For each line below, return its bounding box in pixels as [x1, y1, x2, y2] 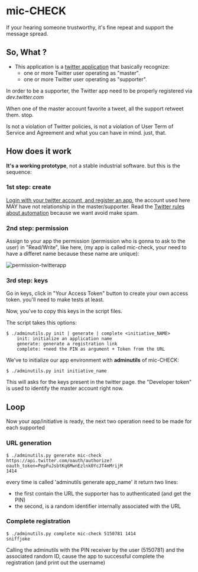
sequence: [6, 168, 33, 176]
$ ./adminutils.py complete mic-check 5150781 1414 [6, 530, 136, 536]
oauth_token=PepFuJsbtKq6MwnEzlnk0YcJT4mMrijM [6, 463, 123, 469]
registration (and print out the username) [6, 559, 105, 566]
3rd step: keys [6, 277, 48, 285]
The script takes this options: [6, 319, 77, 326]
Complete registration [6, 517, 71, 526]
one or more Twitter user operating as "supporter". [23, 75, 147, 82]
